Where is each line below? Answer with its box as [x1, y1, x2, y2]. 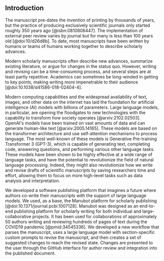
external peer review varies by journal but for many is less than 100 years [5, 33, 153, 38]
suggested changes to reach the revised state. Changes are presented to [5, 239, 153, 246]
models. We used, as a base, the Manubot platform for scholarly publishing [5, 197, 157, 204]
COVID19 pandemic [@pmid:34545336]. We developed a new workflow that [5, 224, 160, 230]
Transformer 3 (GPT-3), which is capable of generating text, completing [5, 141, 151, 147]
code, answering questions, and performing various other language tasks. [5, 146, 155, 152]
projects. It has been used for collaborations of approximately [32, 213, 157, 219]
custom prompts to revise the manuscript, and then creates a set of [5, 234, 141, 240]
